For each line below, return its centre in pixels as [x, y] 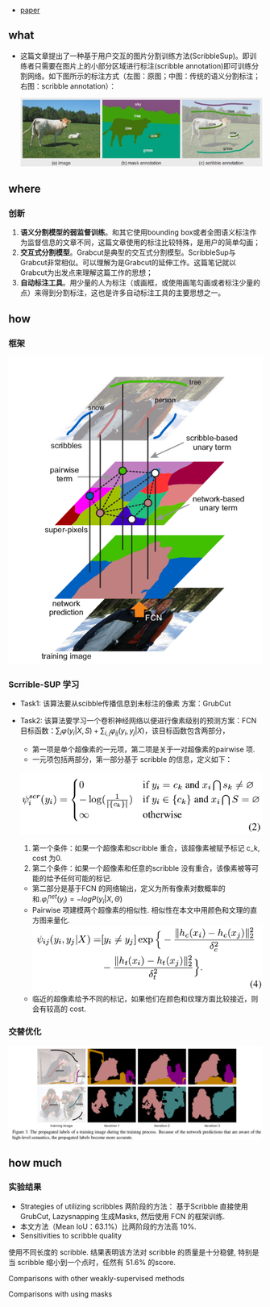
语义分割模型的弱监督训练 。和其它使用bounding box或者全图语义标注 [135, 232]
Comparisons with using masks [60, 1294]
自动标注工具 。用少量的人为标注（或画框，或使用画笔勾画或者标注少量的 [140, 283]
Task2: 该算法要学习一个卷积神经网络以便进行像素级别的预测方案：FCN [138, 721]
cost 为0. [47, 858]
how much [35, 1163]
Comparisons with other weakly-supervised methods [97, 1278]
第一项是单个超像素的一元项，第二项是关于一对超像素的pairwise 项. [143, 749]
